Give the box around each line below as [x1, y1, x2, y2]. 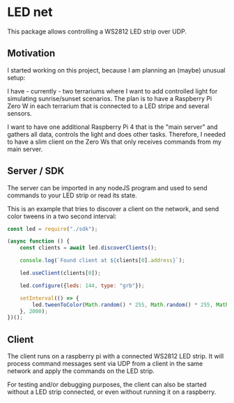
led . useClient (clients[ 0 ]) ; [19, 270, 101, 277]
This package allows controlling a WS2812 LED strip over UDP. [7, 27, 187, 36]
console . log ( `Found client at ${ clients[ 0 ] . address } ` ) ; [19, 257, 186, 264]
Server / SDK [7, 165, 65, 177]
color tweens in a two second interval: [7, 212, 117, 220]
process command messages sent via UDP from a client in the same [7, 360, 203, 368]
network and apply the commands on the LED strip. [7, 367, 155, 375]
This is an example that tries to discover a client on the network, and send [7, 204, 219, 213]
